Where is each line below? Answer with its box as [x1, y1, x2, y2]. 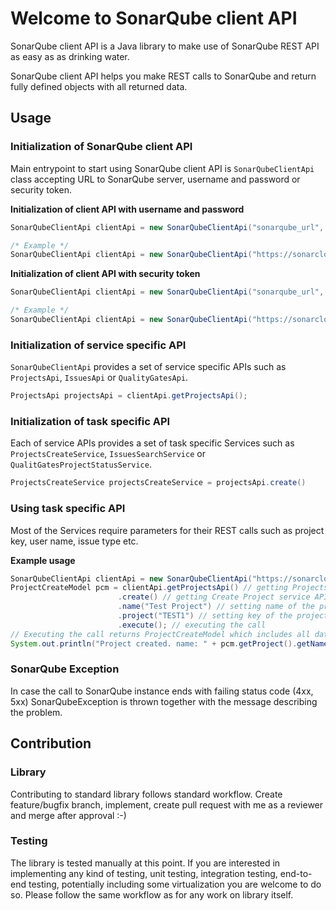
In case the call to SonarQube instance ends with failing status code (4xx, [10, 685, 314, 697]
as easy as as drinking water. [10, 50, 130, 62]
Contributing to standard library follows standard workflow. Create [10, 788, 283, 800]
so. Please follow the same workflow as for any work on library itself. [10, 888, 294, 901]
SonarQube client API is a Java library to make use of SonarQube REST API [10, 40, 320, 52]
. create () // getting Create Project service [117, 592, 311, 602]
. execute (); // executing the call [117, 620, 267, 630]
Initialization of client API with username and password [10, 203, 245, 215]
